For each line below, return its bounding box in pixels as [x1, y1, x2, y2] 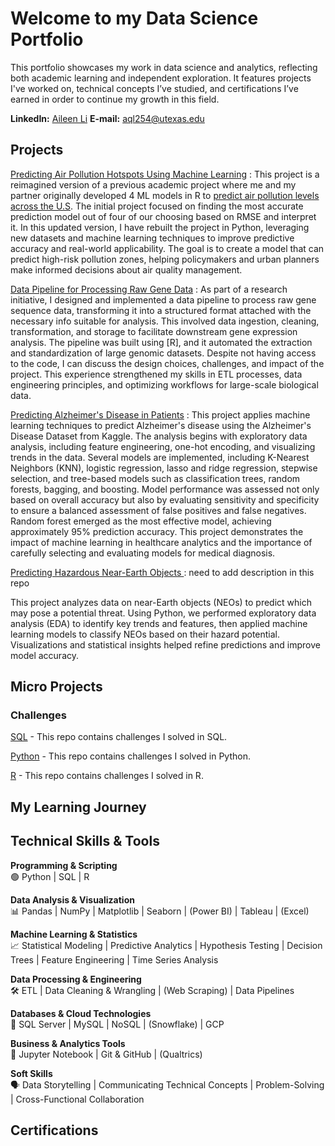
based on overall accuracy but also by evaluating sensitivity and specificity [10, 493, 320, 506]
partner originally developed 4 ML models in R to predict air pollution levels [10, 189, 320, 201]
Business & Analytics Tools [10, 1037, 126, 1049]
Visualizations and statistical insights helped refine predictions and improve [10, 638, 321, 651]
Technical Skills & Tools [10, 833, 160, 850]
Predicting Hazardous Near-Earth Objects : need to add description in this [10, 566, 315, 578]
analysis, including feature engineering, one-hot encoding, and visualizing [10, 440, 316, 452]
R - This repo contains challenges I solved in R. [10, 770, 204, 782]
